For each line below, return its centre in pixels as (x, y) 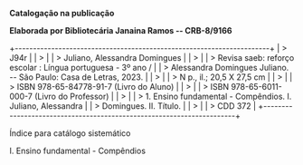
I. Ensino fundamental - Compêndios (78, 150)
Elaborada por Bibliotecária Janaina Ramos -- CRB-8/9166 (121, 30)
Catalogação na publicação (62, 13)
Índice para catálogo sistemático (70, 133)
